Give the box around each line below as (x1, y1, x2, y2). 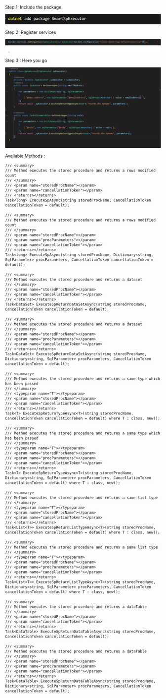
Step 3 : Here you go (5, 58, 47, 63)
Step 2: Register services (5, 29, 56, 35)
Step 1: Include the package (5, 4, 62, 10)
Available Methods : (5, 153, 45, 159)
